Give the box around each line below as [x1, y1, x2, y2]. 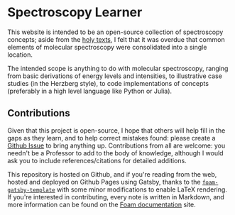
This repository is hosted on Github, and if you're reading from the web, [7, 170, 217, 178]
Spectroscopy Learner [7, 4, 143, 21]
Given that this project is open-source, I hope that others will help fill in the [7, 126, 226, 135]
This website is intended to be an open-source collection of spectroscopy [7, 28, 224, 36]
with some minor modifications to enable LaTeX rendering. [56, 185, 227, 194]
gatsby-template [7, 186, 55, 194]
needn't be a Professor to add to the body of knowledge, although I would [7, 148, 224, 157]
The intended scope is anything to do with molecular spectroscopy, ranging [7, 64, 229, 72]
